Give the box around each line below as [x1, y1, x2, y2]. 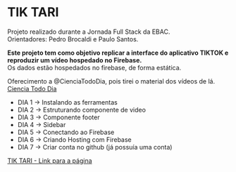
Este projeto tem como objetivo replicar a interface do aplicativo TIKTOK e [7, 48, 229, 57]
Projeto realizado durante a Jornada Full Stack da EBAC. [7, 27, 170, 36]
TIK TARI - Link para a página [7, 156, 93, 165]
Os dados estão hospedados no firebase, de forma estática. [7, 63, 182, 72]
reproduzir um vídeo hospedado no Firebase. [7, 55, 142, 64]
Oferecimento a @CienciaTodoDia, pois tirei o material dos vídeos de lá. [7, 77, 216, 85]
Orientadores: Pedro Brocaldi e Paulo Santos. [7, 34, 139, 43]
